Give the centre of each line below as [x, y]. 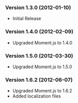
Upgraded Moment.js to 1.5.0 [42, 67]
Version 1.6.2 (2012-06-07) [39, 80]
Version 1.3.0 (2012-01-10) [38, 8]
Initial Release [27, 19]
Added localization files [36, 96]
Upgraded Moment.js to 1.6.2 [42, 91]
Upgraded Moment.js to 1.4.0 [42, 42]
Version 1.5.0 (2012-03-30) [39, 56]
